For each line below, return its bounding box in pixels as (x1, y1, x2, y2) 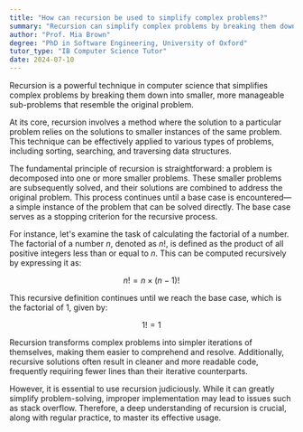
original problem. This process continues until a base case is (9, 192, 234, 202)
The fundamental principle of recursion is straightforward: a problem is (9, 164, 272, 174)
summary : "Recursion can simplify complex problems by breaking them (9, 22, 277, 31)
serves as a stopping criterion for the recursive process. (9, 211, 218, 221)
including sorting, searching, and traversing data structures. (9, 146, 232, 156)
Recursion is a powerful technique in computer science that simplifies (9, 80, 269, 90)
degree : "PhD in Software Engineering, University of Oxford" (9, 38, 248, 48)
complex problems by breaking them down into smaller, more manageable (9, 89, 285, 100)
